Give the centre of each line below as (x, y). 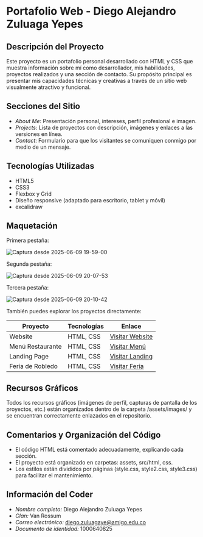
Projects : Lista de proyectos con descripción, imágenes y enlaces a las (104, 127)
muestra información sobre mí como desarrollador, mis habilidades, (91, 68)
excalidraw (29, 207)
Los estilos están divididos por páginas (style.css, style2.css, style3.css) (106, 469)
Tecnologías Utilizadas (50, 166)
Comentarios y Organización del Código (84, 435)
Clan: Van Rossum (38, 516)
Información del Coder (50, 495)
